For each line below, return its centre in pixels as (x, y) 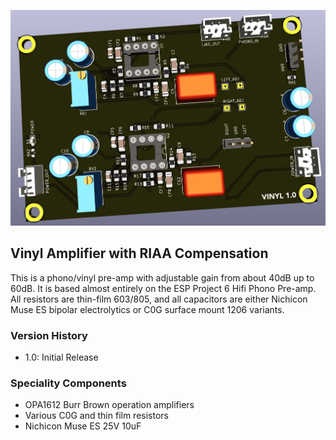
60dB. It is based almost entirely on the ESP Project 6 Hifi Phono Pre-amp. (163, 288)
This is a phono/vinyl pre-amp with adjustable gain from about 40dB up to (162, 277)
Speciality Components (68, 383)
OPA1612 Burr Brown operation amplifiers (109, 405)
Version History (49, 335)
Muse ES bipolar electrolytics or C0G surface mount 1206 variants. (147, 309)
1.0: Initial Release (61, 357)
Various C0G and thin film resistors (96, 416)
